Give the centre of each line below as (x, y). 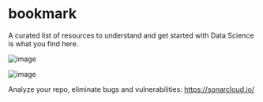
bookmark (43, 14)
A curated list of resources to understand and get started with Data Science (131, 35)
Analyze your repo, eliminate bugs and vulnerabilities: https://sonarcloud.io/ (131, 89)
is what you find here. (43, 43)
